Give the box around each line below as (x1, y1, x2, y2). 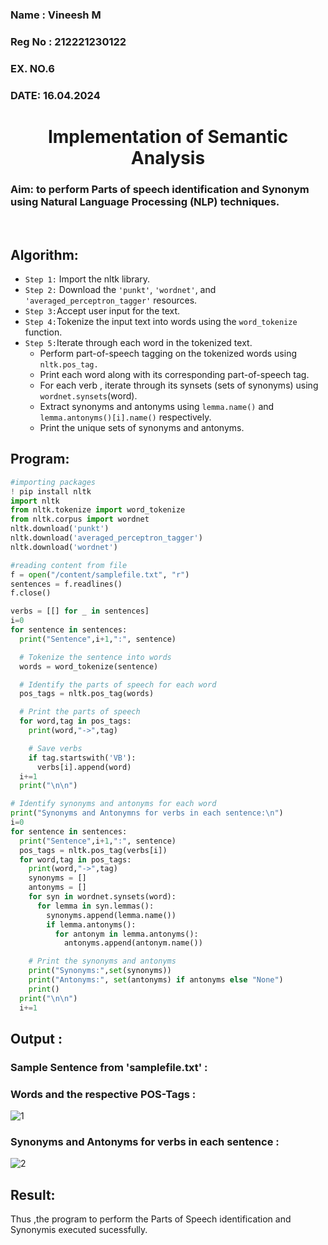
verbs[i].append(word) (36, 762, 132, 772)
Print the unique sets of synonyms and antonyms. (39, 421, 245, 433)
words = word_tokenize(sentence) (19, 661, 159, 672)
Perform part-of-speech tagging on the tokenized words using (39, 347, 298, 359)
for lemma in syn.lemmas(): (36, 901, 155, 911)
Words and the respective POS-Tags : (10, 1087, 197, 1101)
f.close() (10, 588, 52, 598)
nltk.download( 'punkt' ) (10, 524, 110, 534)
